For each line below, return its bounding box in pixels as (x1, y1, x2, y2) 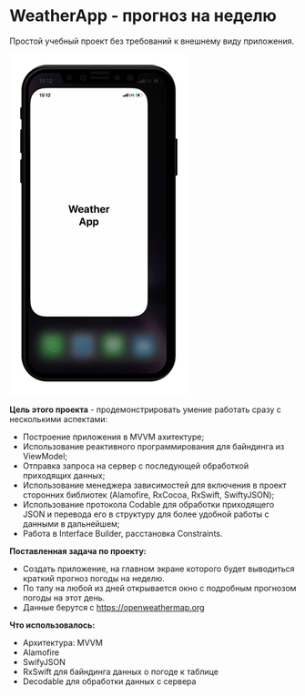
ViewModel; (22, 450, 68, 461)
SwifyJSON (22, 656, 66, 667)
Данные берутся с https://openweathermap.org (22, 601, 205, 612)
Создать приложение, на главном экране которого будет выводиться (22, 563, 295, 574)
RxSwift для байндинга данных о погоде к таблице (22, 666, 219, 677)
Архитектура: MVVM (22, 637, 103, 648)
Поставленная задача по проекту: (9, 545, 147, 556)
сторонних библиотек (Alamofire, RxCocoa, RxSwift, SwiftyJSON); (22, 489, 275, 500)
